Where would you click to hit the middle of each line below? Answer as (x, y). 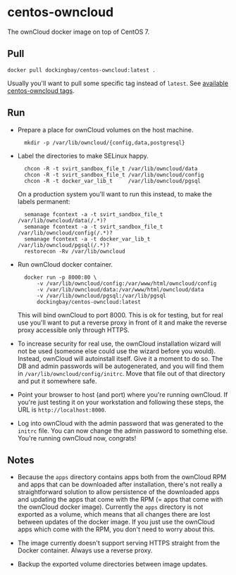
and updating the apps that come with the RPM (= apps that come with (120, 500)
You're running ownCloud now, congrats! (77, 438)
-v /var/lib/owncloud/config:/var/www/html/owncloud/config (126, 283)
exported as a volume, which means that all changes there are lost (114, 514)
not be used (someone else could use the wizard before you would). (117, 351)
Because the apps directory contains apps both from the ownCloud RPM (122, 477)
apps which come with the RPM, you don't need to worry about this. (116, 529)
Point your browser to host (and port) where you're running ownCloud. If (123, 394)
